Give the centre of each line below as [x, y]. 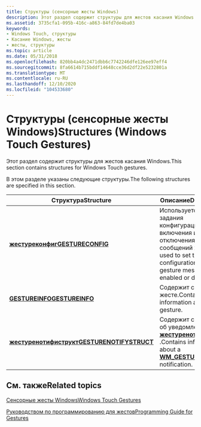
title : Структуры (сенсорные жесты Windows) [63, 12]
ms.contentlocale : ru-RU [37, 78]
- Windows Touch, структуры [41, 34]
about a [170, 349]
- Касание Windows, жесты [38, 39]
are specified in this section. [41, 185]
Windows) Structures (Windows [86, 132]
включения [176, 233]
